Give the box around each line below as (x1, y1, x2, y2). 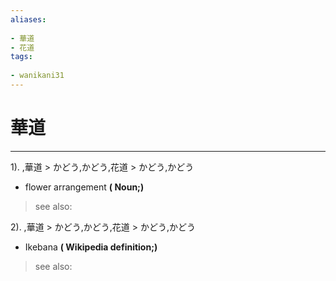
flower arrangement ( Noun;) (24, 181, 145, 193)
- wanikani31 (10, 71, 65, 81)
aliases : (10, 14, 47, 25)
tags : (10, 52, 33, 62)
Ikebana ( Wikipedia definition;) (24, 241, 158, 253)
